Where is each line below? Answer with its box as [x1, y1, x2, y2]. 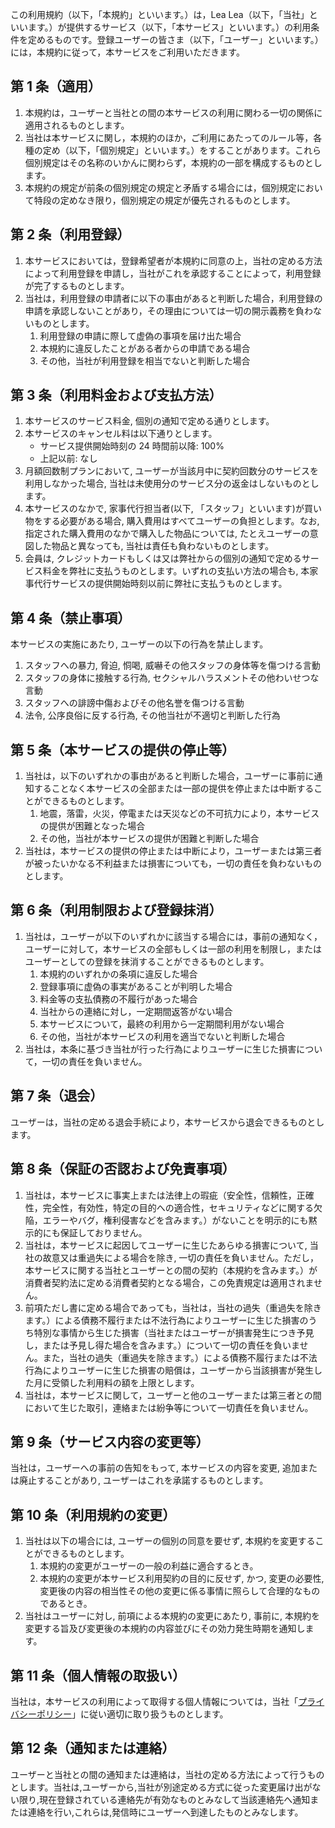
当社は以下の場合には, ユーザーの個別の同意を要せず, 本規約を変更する [24, 1535, 316, 1547]
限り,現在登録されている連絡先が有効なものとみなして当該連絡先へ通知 [18, 1793, 311, 1805]
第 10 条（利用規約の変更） [10, 1506, 177, 1523]
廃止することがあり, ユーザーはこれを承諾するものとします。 [18, 1474, 269, 1487]
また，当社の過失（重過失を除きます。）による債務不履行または [42, 1351, 300, 1363]
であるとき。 [39, 1598, 93, 1610]
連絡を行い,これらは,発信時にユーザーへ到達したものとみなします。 [27, 1806, 304, 1818]
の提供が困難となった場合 [39, 820, 146, 832]
